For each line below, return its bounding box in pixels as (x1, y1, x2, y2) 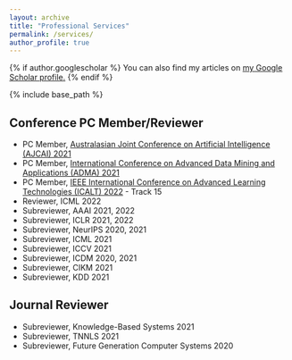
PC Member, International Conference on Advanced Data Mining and (21, 158, 275, 169)
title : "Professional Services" (9, 21, 129, 30)
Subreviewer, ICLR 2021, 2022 (21, 215, 134, 226)
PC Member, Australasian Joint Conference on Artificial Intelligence (21, 139, 271, 150)
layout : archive (9, 13, 70, 22)
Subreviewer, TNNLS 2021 (21, 331, 120, 341)
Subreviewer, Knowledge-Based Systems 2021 (21, 321, 195, 331)
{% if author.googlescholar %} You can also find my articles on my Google (9, 63, 283, 73)
